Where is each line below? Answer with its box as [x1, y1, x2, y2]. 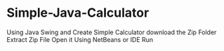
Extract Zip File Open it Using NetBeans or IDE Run [6, 35, 154, 43]
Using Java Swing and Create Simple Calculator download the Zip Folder [6, 28, 217, 36]
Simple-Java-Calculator [6, 5, 150, 21]
